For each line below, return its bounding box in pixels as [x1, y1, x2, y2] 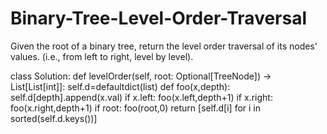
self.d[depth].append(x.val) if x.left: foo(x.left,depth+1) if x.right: [10, 91, 273, 103]
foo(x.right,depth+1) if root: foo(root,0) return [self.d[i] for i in [10, 102, 262, 114]
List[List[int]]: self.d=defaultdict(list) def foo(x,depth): [10, 80, 231, 92]
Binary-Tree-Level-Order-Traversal [10, 7, 308, 30]
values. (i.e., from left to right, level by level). [10, 50, 194, 62]
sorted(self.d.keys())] [10, 112, 98, 124]
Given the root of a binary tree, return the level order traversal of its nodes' [10, 40, 318, 52]
